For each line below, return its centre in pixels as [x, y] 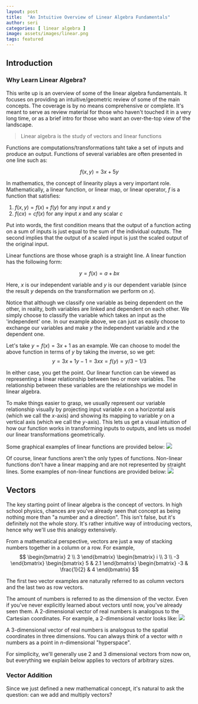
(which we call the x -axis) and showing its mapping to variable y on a [90, 415]
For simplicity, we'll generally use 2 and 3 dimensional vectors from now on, [98, 654]
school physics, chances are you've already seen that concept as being [93, 511]
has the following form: [34, 262]
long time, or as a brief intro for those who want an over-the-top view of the [98, 118]
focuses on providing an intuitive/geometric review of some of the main [93, 99]
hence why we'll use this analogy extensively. [61, 530]
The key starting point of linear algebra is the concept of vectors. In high [94, 504]
